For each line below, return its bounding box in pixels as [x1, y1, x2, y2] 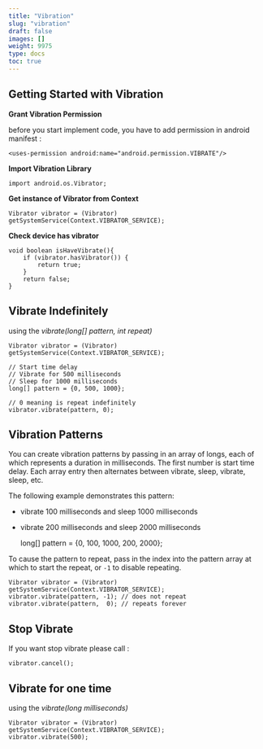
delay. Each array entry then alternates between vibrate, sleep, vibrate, [8, 466, 246, 476]
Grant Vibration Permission [8, 109, 102, 119]
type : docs [8, 50, 45, 58]
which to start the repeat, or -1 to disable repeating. [8, 563, 182, 572]
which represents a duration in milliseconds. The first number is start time [8, 458, 255, 468]
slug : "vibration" [8, 20, 71, 28]
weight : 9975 [8, 42, 53, 50]
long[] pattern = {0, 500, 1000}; [8, 384, 126, 392]
